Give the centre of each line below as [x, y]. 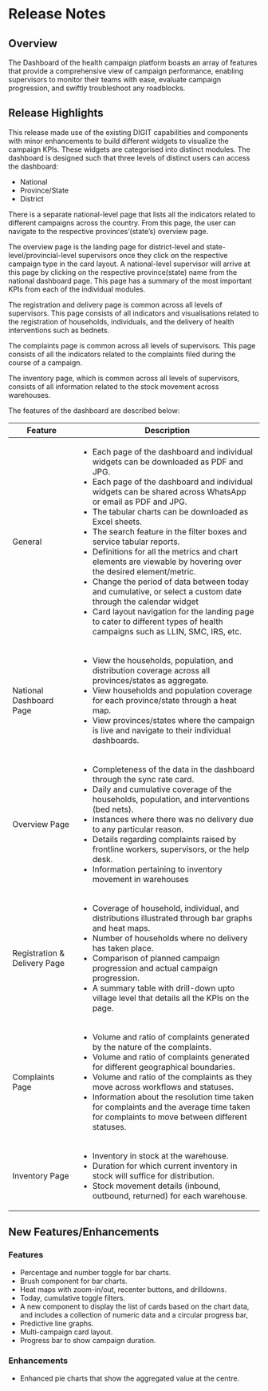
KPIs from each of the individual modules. [77, 289]
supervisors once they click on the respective [154, 255]
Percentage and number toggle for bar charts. [95, 1272]
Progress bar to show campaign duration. [88, 1340]
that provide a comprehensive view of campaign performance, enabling [126, 71]
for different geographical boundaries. [164, 1067]
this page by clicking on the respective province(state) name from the [123, 272]
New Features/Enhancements [84, 1232]
